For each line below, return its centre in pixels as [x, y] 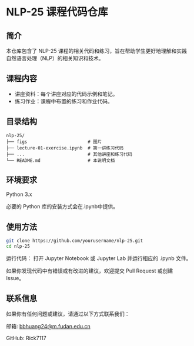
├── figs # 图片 [54, 142]
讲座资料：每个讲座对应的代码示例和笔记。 [66, 94]
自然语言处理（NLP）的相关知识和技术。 [55, 58]
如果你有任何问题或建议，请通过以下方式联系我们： [68, 314]
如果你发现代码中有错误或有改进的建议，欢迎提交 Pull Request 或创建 [90, 271]
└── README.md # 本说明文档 [61, 160]
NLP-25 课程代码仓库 [57, 12]
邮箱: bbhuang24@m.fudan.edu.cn [48, 326]
